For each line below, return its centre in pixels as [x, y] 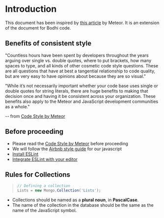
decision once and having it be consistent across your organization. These [80, 96]
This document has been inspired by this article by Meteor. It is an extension [82, 23]
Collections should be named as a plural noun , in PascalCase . [75, 200]
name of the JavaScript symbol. [44, 211]
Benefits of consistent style [48, 44]
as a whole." [18, 106]
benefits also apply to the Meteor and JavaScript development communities [82, 101]
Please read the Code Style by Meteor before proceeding [70, 143]
